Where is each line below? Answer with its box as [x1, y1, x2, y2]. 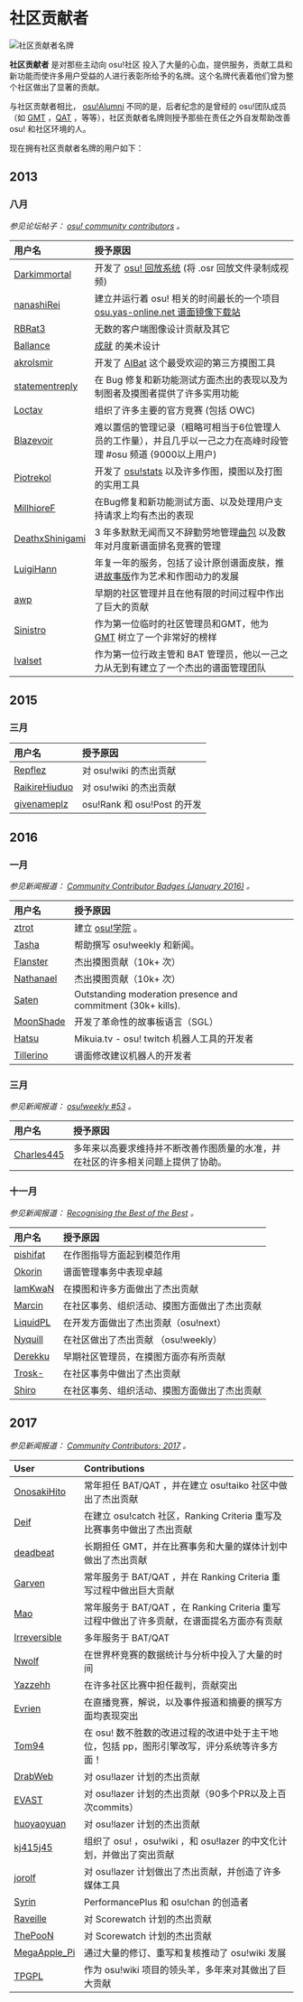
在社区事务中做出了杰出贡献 [62, 1367, 181, 1380]
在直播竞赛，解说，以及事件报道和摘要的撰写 [84, 1696, 274, 1708]
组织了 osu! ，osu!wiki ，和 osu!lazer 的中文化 [84, 1835, 279, 1848]
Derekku [14, 1350, 50, 1362]
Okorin [14, 1265, 42, 1277]
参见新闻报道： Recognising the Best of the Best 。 [9, 1207, 198, 1218]
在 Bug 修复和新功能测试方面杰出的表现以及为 [94, 373, 289, 386]
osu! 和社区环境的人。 [9, 123, 92, 134]
